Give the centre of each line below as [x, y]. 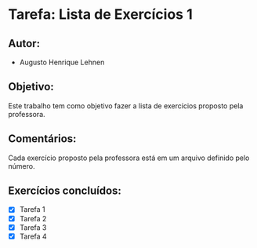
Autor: [24, 44]
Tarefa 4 [33, 236]
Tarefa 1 [32, 210]
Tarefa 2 [33, 218]
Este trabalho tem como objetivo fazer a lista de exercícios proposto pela [126, 106]
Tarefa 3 [33, 227]
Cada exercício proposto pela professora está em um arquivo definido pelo [129, 158]
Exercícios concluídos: [65, 191]
